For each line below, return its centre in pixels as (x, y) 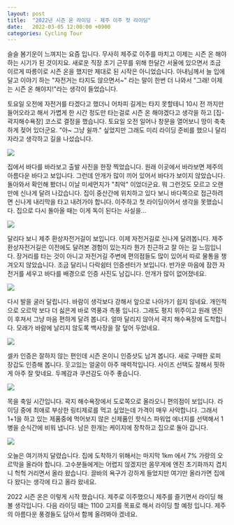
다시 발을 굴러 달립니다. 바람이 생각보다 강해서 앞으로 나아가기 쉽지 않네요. (108, 302)
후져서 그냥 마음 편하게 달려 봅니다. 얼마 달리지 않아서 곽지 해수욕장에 (108, 319)
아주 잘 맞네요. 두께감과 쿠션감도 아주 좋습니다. (78, 373)
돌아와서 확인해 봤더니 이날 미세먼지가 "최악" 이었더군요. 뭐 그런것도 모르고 (109, 184)
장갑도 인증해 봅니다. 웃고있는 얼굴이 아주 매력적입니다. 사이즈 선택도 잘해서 (110, 365)
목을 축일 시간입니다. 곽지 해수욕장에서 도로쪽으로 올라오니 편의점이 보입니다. (112, 401)
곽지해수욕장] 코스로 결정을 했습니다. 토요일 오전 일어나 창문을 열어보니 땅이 (110, 121)
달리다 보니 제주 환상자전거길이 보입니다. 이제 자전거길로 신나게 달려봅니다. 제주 (115, 239)
